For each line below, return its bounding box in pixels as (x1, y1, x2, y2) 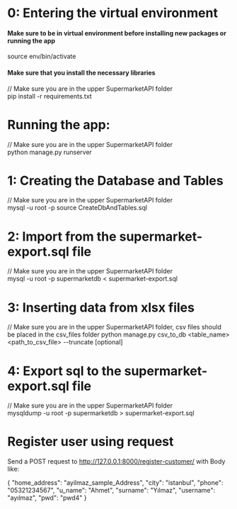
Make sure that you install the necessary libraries (7, 68, 156, 77)
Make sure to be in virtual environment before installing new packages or (7, 28, 226, 37)
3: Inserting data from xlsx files (7, 300, 195, 315)
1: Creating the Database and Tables (7, 173, 224, 189)
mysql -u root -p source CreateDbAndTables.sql (7, 204, 147, 212)
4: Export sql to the (7, 363, 122, 379)
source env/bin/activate (7, 52, 76, 61)
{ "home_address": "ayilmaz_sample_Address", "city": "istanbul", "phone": (7, 478, 224, 487)
